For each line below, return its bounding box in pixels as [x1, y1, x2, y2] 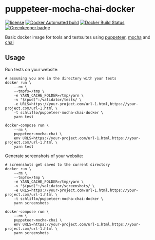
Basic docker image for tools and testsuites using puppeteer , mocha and [5, 34, 151, 40]
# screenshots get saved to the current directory [5, 162, 110, 167]
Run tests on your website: [5, 66, 58, 72]
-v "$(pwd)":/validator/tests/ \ [14, 97, 82, 102]
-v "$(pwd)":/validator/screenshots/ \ [14, 183, 95, 188]
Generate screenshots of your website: [5, 153, 83, 159]
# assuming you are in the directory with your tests [5, 76, 117, 81]
